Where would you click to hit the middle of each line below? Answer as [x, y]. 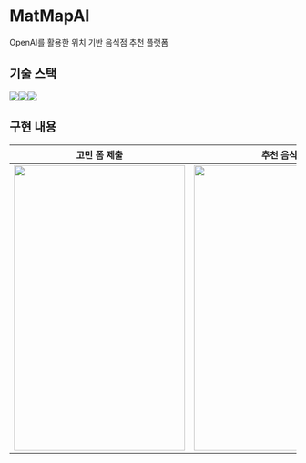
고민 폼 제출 [100, 154]
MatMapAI [50, 16]
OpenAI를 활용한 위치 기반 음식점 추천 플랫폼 [89, 42]
